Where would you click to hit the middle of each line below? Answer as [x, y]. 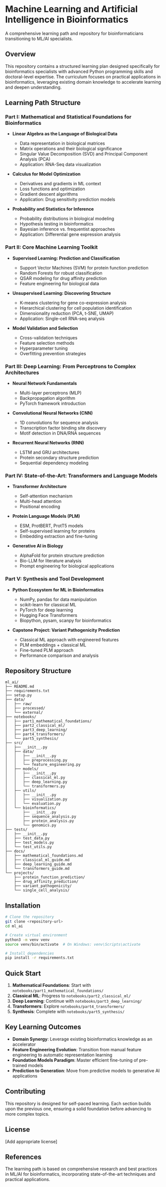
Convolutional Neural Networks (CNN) [53, 413]
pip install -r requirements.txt [40, 958]
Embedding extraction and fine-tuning [58, 537]
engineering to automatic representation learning [62, 1055]
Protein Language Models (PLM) [46, 516]
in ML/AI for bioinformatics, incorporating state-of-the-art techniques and [80, 1174]
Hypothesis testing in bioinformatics [56, 224]
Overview [21, 54]
